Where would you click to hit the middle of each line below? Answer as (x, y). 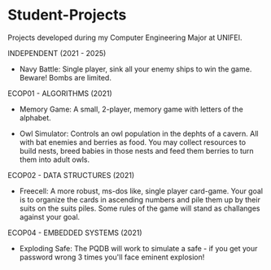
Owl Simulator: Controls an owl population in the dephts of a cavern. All (139, 133)
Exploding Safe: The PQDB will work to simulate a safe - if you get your (138, 248)
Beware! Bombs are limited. (65, 77)
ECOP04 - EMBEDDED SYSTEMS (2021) (75, 233)
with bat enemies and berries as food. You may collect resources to (132, 142)
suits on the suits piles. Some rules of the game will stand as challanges (140, 208)
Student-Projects (67, 15)
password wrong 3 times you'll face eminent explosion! (112, 257)
